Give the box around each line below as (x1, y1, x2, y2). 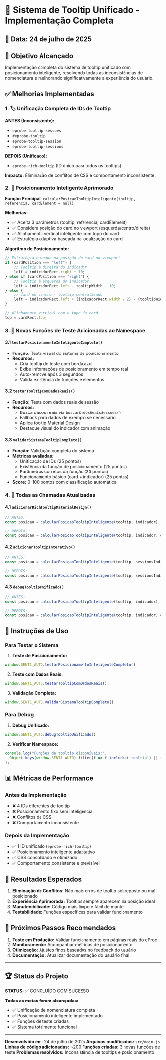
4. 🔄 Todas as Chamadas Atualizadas (5, 492, 96, 499)
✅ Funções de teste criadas (12, 1018, 69, 1024)
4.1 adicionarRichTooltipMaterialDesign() (5, 504, 92, 510)
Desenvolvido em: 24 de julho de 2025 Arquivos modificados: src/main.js (5, 1038, 160, 1044)
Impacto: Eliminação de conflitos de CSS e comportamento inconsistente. (5, 172, 156, 178)
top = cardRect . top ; (5, 315, 48, 320)
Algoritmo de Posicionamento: (5, 246, 69, 252)
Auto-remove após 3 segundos (19, 371, 83, 377)
